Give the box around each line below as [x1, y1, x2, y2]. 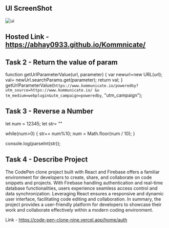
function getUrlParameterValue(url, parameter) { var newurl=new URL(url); [5, 72, 163, 78]
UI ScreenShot [5, 4, 52, 13]
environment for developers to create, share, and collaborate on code [5, 174, 152, 180]
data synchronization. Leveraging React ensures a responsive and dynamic [5, 190, 164, 196]
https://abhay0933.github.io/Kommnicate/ [5, 40, 146, 49]
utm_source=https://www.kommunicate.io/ [5, 88, 93, 93]
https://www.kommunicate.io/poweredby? [53, 83, 139, 88]
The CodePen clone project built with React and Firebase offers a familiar [5, 169, 160, 175]
